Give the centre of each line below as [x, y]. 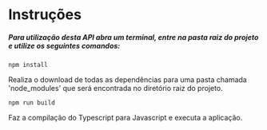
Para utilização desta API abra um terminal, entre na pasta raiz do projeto [133, 37]
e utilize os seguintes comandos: [64, 45]
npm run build [32, 103]
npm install [28, 65]
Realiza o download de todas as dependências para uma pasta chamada [128, 80]
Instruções [45, 15]
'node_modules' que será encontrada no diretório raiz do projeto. [116, 89]
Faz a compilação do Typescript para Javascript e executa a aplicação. [126, 118]
